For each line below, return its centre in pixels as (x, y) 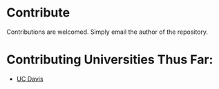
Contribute (38, 13)
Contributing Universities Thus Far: (110, 60)
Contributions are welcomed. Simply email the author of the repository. (107, 32)
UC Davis (30, 79)
